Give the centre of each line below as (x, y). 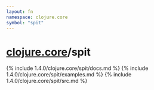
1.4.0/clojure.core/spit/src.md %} (47, 81)
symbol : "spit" (25, 22)
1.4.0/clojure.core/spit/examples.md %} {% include (69, 75)
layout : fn (20, 12)
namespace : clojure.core (37, 17)
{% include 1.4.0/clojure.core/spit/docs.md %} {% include (77, 68)
